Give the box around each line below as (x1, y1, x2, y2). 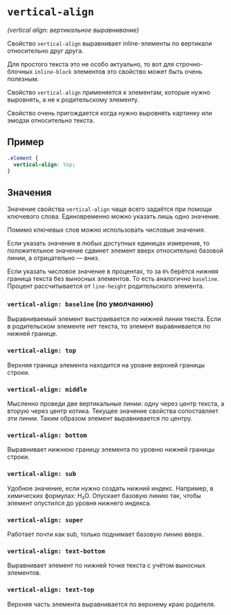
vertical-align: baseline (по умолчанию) (7, 300, 154, 309)
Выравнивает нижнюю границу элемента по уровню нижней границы (7, 446, 215, 454)
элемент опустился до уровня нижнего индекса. (7, 499, 151, 507)
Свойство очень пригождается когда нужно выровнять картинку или (7, 109, 212, 117)
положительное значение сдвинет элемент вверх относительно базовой (7, 246, 223, 255)
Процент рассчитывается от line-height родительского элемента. (7, 282, 205, 291)
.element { (7, 154, 39, 161)
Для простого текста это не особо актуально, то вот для (7, 59, 174, 68)
